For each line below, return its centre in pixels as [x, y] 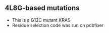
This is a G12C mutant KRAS [41, 20]
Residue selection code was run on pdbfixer [58, 25]
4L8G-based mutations [42, 8]
